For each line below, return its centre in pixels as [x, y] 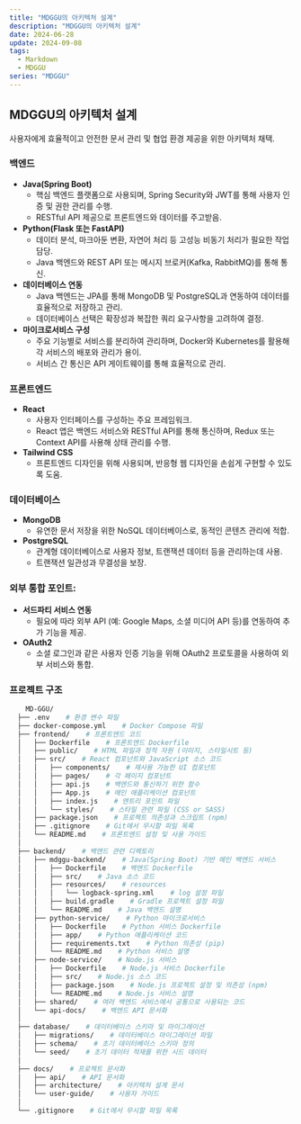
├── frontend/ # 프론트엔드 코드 [80, 734]
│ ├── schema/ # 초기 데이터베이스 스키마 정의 [106, 1044]
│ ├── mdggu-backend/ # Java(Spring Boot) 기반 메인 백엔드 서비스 [147, 859]
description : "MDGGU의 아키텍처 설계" [75, 26]
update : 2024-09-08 [46, 43]
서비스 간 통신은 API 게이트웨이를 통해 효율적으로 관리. [131, 363]
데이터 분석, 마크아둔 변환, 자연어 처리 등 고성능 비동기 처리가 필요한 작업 [163, 239]
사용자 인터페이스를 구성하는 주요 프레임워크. [114, 420]
